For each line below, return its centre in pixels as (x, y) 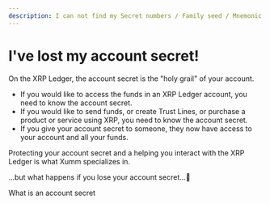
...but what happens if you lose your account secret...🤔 (100, 177)
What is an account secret (52, 193)
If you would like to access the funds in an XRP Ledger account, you (134, 94)
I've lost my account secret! (104, 55)
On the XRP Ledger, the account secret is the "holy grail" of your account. (131, 79)
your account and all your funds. (74, 137)
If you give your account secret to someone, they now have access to (136, 128)
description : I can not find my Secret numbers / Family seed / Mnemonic (135, 16)
